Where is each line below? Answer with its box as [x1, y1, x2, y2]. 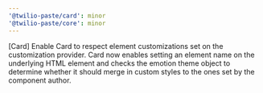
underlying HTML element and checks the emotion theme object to [8, 58, 231, 68]
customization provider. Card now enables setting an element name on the [8, 50, 255, 59]
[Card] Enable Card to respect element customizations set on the [8, 41, 224, 51]
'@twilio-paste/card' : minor [8, 11, 106, 20]
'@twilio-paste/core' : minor [8, 19, 106, 27]
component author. [8, 75, 72, 85]
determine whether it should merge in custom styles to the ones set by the [8, 67, 255, 76]
